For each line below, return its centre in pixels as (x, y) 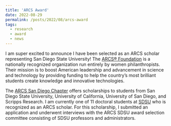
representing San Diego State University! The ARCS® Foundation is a (78, 59)
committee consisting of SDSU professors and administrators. (70, 118)
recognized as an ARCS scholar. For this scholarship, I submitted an (77, 107)
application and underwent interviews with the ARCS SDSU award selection (85, 112)
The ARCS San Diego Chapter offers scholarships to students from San (80, 91)
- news (17, 39)
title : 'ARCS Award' (27, 10)
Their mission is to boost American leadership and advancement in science (84, 69)
